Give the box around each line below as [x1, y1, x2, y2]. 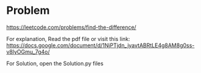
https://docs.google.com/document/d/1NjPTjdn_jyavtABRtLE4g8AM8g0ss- [6, 42, 195, 49]
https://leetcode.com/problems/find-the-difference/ [6, 24, 136, 31]
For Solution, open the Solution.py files [6, 60, 104, 67]
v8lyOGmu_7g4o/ [6, 48, 50, 55]
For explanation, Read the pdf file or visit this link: [6, 35, 130, 42]
